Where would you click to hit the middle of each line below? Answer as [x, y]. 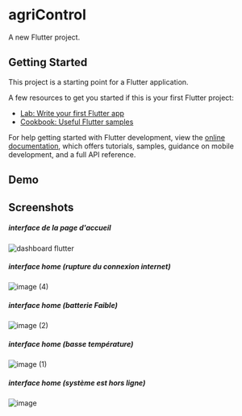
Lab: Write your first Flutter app [72, 113]
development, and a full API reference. [72, 154]
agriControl [48, 15]
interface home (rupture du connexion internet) [90, 267]
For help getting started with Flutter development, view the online [117, 137]
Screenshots [41, 207]
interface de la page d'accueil [60, 228]
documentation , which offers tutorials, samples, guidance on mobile [121, 146]
